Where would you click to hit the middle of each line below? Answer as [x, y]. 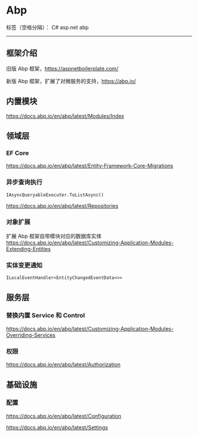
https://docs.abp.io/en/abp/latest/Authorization [63, 365]
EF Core [18, 153]
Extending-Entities [29, 249]
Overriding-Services [31, 335]
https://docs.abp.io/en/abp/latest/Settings [57, 427]
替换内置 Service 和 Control [46, 316]
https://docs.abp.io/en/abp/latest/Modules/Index [65, 116]
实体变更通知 [24, 265]
